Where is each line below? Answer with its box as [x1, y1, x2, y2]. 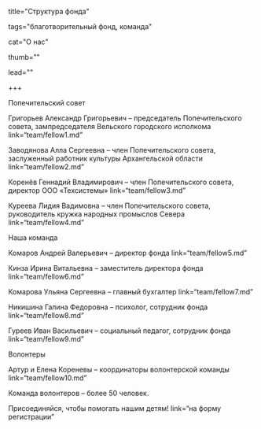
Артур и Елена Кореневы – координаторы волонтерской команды [8, 365, 230, 374]
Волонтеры [8, 349, 46, 359]
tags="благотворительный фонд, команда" [8, 22, 153, 31]
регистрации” [8, 412, 55, 421]
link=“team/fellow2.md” [8, 162, 85, 172]
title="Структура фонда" [8, 7, 90, 16]
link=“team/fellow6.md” [8, 272, 84, 281]
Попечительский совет [8, 98, 86, 107]
